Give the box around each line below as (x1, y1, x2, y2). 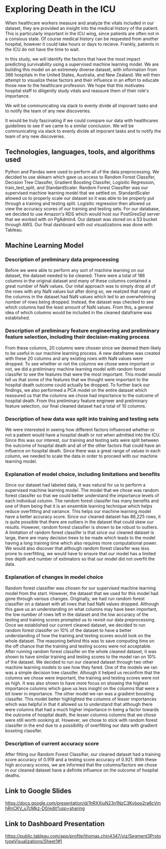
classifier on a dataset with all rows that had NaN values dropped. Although (5, 600, 160, 607)
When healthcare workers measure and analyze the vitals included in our (5, 20, 155, 26)
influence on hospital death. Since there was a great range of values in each (5, 448, 161, 454)
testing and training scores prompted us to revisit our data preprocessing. (5, 616, 156, 622)
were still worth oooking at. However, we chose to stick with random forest (5, 717, 158, 723)
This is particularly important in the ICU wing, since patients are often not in (5, 30, 160, 36)
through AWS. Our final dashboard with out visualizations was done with (5, 221, 153, 227)
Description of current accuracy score (5, 740, 99, 747)
